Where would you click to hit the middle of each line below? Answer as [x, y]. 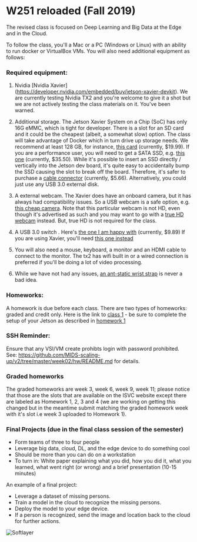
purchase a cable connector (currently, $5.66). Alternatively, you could [100, 178]
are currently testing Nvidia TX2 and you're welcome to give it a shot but [103, 98]
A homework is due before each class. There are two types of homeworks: [96, 308]
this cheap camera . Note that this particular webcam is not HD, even [97, 208]
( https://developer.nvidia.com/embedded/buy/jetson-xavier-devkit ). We [101, 92]
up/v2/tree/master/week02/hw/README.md [59, 361]
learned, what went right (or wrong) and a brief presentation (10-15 [96, 467]
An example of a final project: [42, 485]
